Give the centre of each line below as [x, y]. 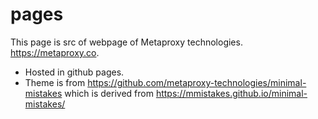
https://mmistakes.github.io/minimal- [231, 93]
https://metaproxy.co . [55, 52]
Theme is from [55, 82]
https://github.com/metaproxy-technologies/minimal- [197, 82]
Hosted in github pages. [74, 72]
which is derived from [109, 93]
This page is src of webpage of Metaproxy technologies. [126, 42]
